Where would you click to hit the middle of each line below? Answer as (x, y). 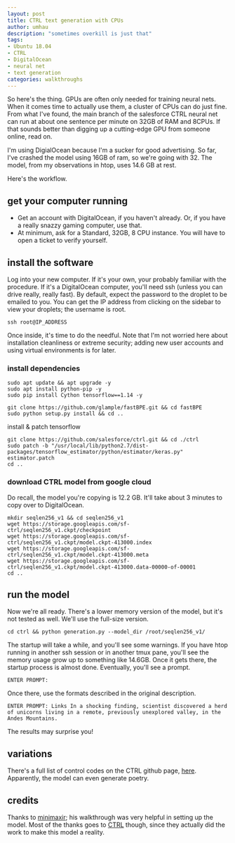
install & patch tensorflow (44, 427)
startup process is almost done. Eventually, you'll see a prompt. (99, 667)
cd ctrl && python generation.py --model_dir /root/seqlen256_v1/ (106, 632)
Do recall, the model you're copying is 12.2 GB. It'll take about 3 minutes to (115, 497)
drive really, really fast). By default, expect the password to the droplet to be (117, 294)
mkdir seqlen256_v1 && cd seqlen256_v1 (66, 518)
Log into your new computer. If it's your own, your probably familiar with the (117, 279)
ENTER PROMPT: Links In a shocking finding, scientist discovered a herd (117, 706)
